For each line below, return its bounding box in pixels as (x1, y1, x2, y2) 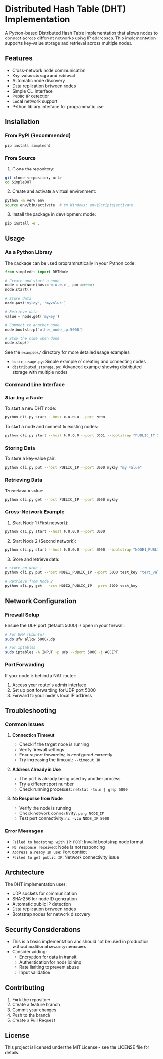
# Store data (5, 296, 32, 301)
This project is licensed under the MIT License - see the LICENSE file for (5, 1044, 149, 1050)
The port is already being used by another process (19, 776, 121, 782)
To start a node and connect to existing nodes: (5, 424, 98, 430)
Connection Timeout (12, 732, 55, 738)
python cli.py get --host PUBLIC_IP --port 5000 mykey (5, 497, 118, 502)
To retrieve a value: (5, 488, 44, 493)
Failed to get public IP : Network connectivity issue (12, 854, 120, 860)
